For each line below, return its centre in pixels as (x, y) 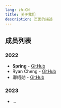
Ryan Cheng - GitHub (34, 71)
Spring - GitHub (29, 66)
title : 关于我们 (20, 14)
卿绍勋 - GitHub (28, 77)
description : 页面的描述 (29, 19)
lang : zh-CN (17, 10)
